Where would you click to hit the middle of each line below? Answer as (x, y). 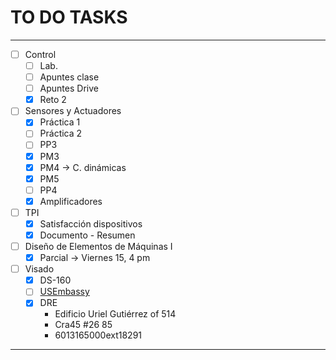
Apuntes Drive (69, 88)
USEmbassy (64, 292)
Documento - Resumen (87, 235)
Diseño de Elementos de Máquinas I (98, 246)
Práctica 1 (60, 122)
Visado (39, 269)
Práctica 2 (61, 133)
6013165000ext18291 (98, 335)
